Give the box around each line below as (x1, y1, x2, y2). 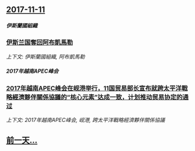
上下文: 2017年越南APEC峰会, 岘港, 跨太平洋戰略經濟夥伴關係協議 (6, 117, 165, 124)
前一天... (6, 136, 38, 146)
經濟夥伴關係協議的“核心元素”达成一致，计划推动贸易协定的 (12, 93, 183, 101)
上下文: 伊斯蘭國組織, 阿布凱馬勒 (6, 53, 85, 60)
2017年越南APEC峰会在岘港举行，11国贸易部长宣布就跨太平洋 (6, 84, 182, 92)
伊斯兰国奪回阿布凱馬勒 (6, 38, 73, 47)
